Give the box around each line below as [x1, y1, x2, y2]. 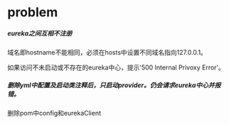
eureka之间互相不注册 [7, 29, 73, 38]
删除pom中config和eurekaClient [7, 109, 102, 118]
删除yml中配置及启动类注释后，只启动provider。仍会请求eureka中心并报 [7, 81, 221, 89]
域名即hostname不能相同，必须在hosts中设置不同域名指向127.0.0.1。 [7, 48, 208, 57]
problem [7, 4, 58, 21]
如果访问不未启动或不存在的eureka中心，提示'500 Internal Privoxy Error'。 [7, 63, 225, 72]
